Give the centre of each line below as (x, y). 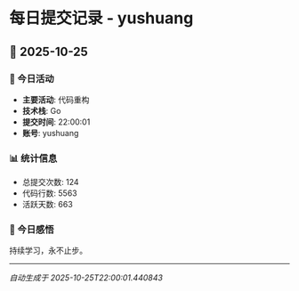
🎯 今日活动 (32, 78)
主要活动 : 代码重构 (56, 100)
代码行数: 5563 (49, 193)
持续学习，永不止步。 (48, 251)
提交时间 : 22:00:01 (56, 122)
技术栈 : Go (41, 110)
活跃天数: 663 (47, 205)
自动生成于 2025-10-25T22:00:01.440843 (86, 278)
